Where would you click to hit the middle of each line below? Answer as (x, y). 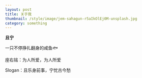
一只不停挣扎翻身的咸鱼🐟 (31, 48)
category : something (26, 23)
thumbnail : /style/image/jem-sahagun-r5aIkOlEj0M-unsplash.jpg (71, 19)
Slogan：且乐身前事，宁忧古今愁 (38, 70)
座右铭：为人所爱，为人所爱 (33, 60)
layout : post (18, 10)
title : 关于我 (18, 14)
